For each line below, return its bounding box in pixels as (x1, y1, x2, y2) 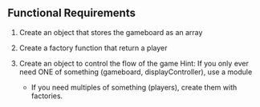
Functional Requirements (7, 6, 136, 20)
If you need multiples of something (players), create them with (30, 82, 238, 92)
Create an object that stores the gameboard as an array (18, 27, 203, 37)
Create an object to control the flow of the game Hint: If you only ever (18, 58, 250, 68)
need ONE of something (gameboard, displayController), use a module (18, 67, 253, 77)
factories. (30, 91, 63, 101)
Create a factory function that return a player (18, 43, 168, 53)
